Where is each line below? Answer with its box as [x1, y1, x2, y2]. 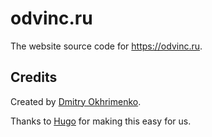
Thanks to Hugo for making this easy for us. [10, 115, 192, 127]
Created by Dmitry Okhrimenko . [10, 95, 142, 107]
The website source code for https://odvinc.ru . [10, 40, 203, 52]
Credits [10, 69, 58, 86]
